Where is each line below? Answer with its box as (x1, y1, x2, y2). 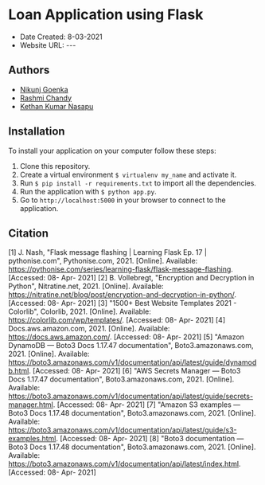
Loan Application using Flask (8, 6, 204, 24)
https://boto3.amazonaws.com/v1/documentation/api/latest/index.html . (8, 460, 241, 469)
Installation (8, 125, 65, 139)
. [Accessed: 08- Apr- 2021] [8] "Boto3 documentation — (55, 434, 244, 444)
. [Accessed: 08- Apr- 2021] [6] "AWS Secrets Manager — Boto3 (29, 366, 241, 376)
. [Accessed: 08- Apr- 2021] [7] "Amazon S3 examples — (53, 400, 241, 409)
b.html (8, 366, 29, 376)
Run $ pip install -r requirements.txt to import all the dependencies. (19, 178, 257, 188)
